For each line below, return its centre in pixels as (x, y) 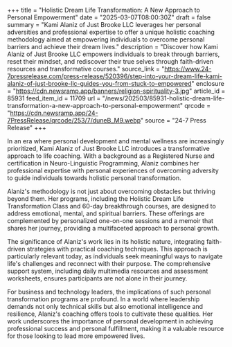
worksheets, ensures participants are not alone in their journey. (97, 278)
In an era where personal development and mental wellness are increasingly (116, 141)
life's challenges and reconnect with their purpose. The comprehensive (109, 264)
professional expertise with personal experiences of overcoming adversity (113, 170)
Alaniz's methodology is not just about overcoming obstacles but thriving (111, 191)
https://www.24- (188, 69)
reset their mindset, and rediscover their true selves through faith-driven (110, 61)
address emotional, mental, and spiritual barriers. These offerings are (106, 213)
